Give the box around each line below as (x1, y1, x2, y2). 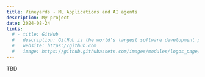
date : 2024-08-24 (6, 20, 51, 26)
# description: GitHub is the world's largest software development (12, 37, 195, 43)
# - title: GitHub (12, 32, 59, 38)
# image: (12, 49, 40, 55)
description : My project (6, 15, 70, 21)
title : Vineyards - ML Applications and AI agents (6, 8, 138, 15)
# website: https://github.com (12, 43, 97, 49)
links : (6, 25, 23, 32)
